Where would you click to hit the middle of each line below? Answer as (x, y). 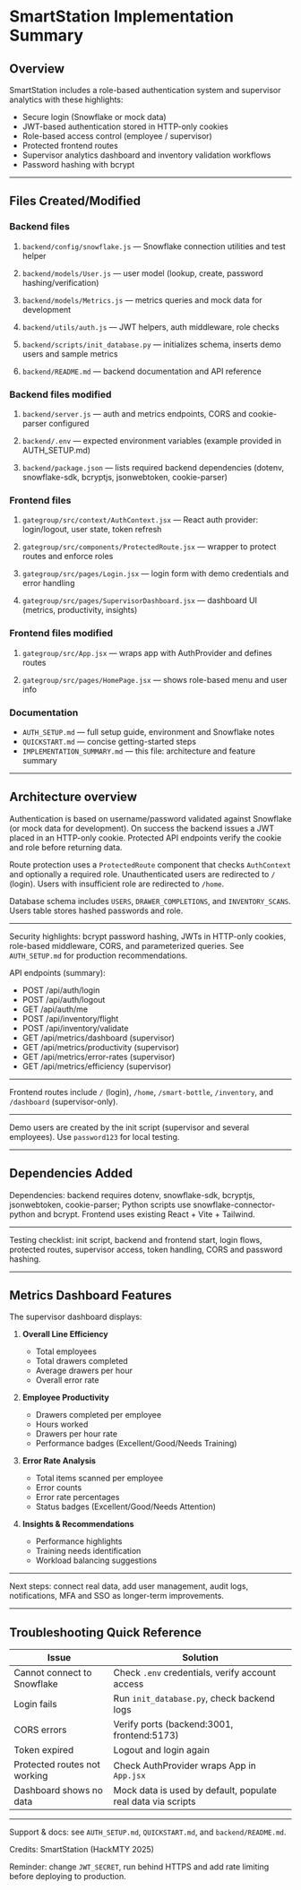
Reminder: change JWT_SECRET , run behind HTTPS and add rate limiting (139, 1867)
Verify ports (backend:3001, (173, 1724)
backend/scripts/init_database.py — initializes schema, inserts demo (152, 344)
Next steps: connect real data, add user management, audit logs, (129, 1586)
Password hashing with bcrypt (78, 164)
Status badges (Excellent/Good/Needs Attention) (126, 1506)
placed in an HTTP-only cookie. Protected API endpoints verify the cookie (146, 837)
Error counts (59, 1488)
